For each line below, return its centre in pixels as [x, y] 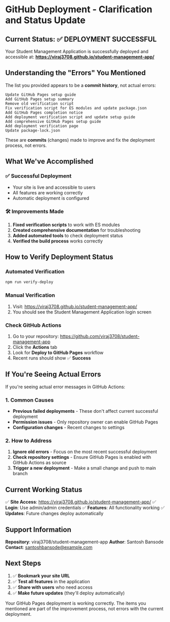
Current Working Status [44, 490]
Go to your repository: [36, 336]
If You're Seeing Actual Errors [53, 374]
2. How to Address [29, 440]
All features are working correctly [48, 192]
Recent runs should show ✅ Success [52, 358]
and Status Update [45, 20]
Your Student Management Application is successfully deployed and [77, 51]
